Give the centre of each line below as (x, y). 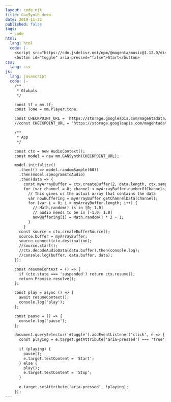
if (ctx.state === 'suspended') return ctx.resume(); (77, 274)
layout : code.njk (24, 10)
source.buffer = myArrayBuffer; (53, 236)
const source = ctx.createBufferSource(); (64, 232)
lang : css (20, 67)
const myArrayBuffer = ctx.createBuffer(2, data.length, (85, 184)
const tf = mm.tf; (34, 105)
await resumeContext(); (44, 297)
